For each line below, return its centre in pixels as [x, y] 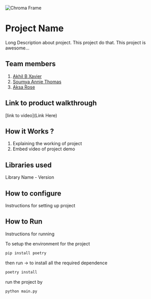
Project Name [35, 29]
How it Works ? [30, 131]
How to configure [33, 193]
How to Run [24, 222]
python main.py [21, 291]
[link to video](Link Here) [31, 115]
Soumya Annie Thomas [37, 81]
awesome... [17, 48]
